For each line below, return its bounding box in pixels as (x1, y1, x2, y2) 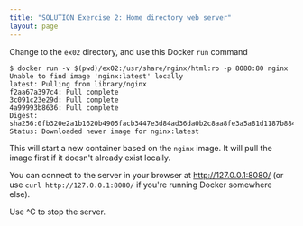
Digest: (9, 111, 39, 120)
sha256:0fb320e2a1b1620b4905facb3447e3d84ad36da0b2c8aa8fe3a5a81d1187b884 (9, 119, 297, 128)
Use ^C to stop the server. (9, 206, 106, 217)
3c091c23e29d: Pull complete (9, 95, 119, 104)
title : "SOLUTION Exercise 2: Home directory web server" (9, 13, 232, 23)
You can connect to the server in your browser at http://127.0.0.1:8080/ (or (9, 169, 284, 180)
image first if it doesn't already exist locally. (9, 152, 171, 163)
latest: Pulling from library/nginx (9, 79, 147, 88)
